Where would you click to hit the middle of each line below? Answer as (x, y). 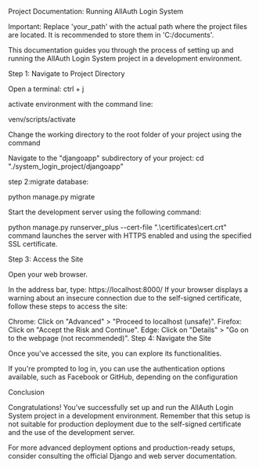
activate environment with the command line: (81, 104)
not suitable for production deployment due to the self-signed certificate (125, 424)
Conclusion (27, 392)
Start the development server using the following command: (105, 212)
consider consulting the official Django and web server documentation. (122, 456)
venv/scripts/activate (42, 119)
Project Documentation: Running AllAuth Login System (96, 11)
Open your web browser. (48, 274)
